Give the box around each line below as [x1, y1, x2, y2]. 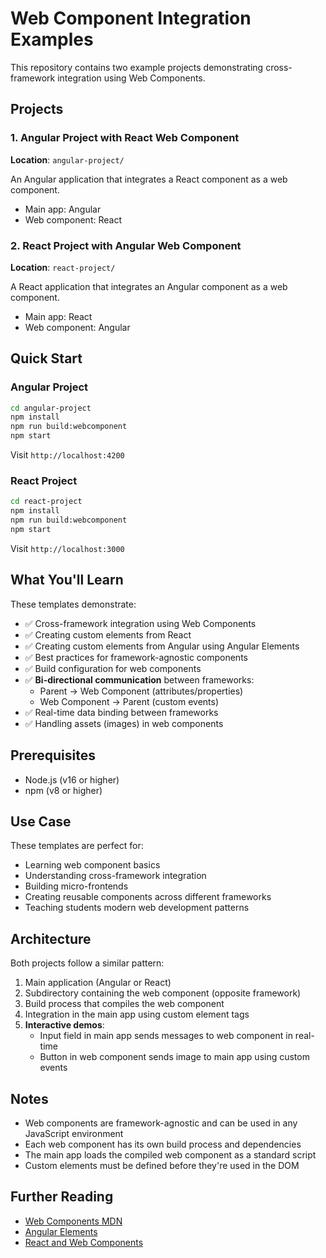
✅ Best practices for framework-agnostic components [24, 651, 248, 663]
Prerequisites [10, 747, 96, 764]
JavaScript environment [24, 1127, 124, 1139]
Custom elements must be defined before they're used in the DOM [24, 1159, 300, 1171]
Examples [10, 28, 94, 51]
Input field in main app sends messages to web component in [39, 1030, 293, 1042]
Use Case [10, 813, 72, 830]
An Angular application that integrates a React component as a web [10, 173, 288, 185]
